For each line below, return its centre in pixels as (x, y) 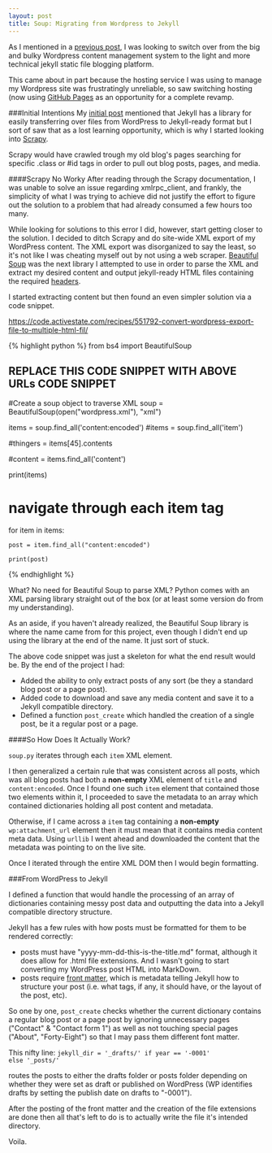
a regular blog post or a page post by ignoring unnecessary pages (119, 1020)
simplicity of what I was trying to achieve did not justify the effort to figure (132, 196)
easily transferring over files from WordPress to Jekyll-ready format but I (130, 121)
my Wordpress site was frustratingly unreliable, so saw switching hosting (131, 88)
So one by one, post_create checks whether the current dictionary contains (135, 1011)
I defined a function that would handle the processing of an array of (121, 894)
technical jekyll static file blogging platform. (81, 64)
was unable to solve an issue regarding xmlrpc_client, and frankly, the (125, 187)
